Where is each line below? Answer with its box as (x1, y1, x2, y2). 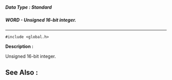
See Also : (5, 68, 38, 76)
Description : (5, 43, 34, 49)
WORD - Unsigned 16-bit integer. (5, 17, 77, 23)
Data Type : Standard (5, 4, 52, 10)
